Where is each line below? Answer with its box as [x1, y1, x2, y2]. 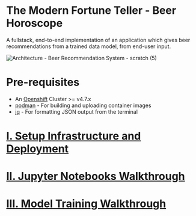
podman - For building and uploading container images [14, 102, 152, 109]
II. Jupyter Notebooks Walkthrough [6, 170, 185, 184]
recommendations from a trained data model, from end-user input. [6, 43, 171, 50]
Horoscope [6, 16, 63, 30]
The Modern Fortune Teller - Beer [6, 4, 176, 17]
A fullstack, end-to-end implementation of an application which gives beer [6, 36, 191, 43]
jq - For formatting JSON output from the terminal [14, 108, 138, 115]
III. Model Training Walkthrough [6, 197, 167, 211]
